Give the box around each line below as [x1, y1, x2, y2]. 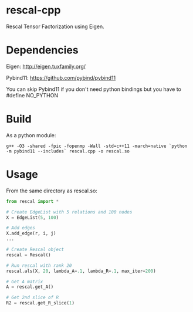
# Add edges [6, 225, 35, 231]
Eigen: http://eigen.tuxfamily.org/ [6, 63, 86, 70]
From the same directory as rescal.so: [6, 187, 98, 194]
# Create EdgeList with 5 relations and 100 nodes [6, 209, 133, 215]
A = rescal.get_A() [6, 284, 54, 290]
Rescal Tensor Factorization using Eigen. [6, 23, 104, 30]
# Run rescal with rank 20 [6, 262, 72, 269]
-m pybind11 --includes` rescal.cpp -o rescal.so [6, 148, 130, 154]
